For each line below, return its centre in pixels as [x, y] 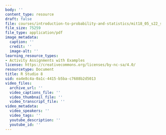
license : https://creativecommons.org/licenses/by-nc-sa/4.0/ [70, 65]
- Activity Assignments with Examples [45, 60]
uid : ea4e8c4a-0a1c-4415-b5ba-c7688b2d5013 [51, 79]
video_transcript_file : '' [37, 102]
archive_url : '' [26, 88]
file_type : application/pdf [34, 33]
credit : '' [21, 46]
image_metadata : [22, 38]
